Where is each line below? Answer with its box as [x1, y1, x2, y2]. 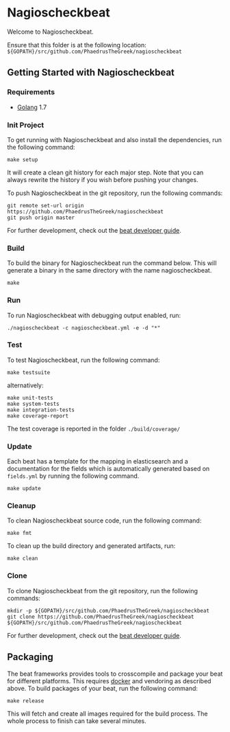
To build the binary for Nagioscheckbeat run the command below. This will [7, 259, 217, 267]
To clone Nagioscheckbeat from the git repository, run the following [7, 586, 199, 595]
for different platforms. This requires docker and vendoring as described [7, 676, 212, 685]
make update [7, 485, 41, 492]
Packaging [7, 651, 53, 663]
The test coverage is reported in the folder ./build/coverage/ [7, 424, 180, 433]
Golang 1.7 [16, 103, 47, 111]
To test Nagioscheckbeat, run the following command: [7, 356, 160, 364]
